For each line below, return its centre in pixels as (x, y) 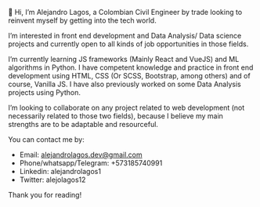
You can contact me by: (46, 140)
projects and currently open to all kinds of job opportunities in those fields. (128, 44)
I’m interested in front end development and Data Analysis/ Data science (125, 36)
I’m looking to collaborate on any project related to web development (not (126, 107)
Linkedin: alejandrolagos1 (60, 171)
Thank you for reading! (45, 195)
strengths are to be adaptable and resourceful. (83, 124)
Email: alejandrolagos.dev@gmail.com (81, 154)
